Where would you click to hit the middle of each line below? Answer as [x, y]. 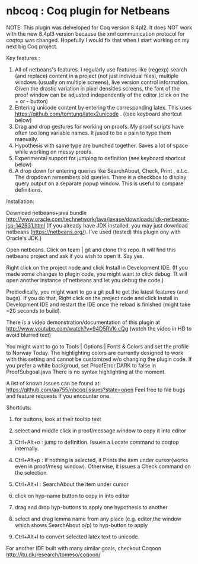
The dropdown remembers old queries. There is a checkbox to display [100, 177]
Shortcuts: [19, 407]
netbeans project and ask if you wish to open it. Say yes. [75, 256]
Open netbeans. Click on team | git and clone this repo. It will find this [91, 250]
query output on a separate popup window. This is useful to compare [99, 183]
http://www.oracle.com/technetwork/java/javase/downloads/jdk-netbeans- [98, 219]
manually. [26, 139]
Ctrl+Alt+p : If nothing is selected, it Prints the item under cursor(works [101, 460]
